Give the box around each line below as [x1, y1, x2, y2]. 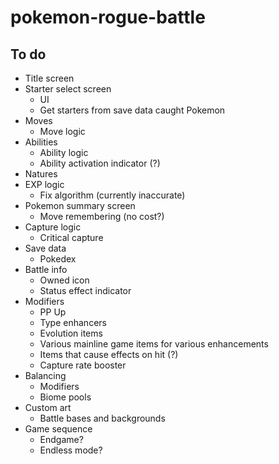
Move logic [39, 126, 86, 137]
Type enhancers [39, 317, 107, 328]
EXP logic [24, 179, 65, 190]
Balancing [24, 370, 67, 381]
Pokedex [39, 253, 77, 265]
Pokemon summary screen [24, 200, 136, 211]
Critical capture [39, 232, 104, 243]
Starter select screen [24, 83, 112, 95]
